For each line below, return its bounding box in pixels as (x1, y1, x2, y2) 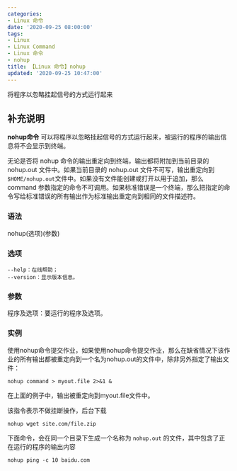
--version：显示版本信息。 (7, 273, 79, 280)
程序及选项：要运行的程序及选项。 (7, 309, 107, 317)
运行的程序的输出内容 (13, 442, 76, 450)
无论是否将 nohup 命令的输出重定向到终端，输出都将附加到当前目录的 (7, 157, 209, 165)
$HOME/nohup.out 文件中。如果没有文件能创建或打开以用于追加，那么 (7, 174, 204, 183)
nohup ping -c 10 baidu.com (7, 456, 91, 464)
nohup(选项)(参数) (7, 229, 60, 237)
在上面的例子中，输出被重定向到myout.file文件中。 (7, 391, 154, 399)
